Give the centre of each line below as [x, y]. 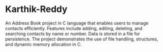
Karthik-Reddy [36, 9]
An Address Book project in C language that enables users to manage [77, 23]
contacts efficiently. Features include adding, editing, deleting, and [74, 28]
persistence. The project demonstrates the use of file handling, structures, [82, 39]
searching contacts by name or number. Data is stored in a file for [73, 33]
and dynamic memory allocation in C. [43, 44]
